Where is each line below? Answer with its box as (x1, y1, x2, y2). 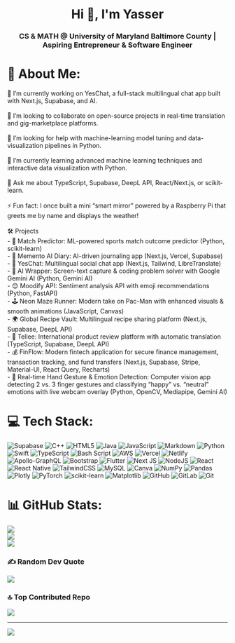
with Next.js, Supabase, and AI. (7, 97, 98, 105)
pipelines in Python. (44, 142, 102, 150)
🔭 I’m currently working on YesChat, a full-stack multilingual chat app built (7, 89, 221, 97)
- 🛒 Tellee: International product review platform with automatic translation (7, 332, 222, 341)
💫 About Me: (7, 66, 81, 82)
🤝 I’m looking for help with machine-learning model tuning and (7, 134, 187, 142)
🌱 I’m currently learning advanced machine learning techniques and (7, 156, 203, 165)
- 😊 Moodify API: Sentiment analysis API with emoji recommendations (7, 282, 210, 290)
